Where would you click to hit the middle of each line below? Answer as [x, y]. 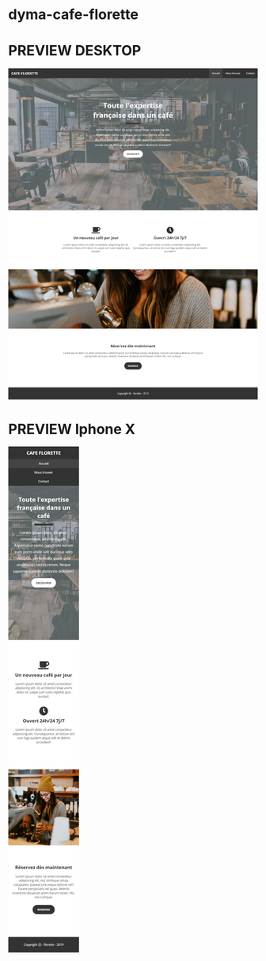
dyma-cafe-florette [73, 15]
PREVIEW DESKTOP [75, 51]
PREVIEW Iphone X [72, 429]
